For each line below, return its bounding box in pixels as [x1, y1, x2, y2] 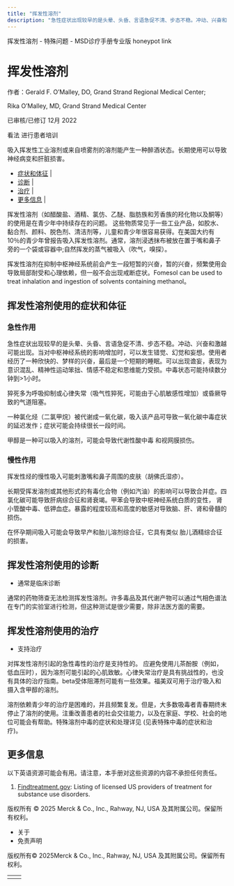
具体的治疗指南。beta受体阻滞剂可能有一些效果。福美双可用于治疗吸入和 [13, 677, 221, 685]
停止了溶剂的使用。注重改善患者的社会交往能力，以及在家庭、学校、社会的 [7, 709, 221, 717]
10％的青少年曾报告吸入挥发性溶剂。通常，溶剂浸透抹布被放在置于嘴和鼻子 [7, 236, 221, 244]
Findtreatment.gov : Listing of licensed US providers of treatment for [17, 782, 212, 791]
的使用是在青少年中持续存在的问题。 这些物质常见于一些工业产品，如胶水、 [7, 219, 223, 227]
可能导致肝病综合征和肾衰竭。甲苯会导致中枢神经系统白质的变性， [25, 496, 214, 504]
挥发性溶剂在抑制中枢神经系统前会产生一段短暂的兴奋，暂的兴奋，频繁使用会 [7, 260, 227, 268]
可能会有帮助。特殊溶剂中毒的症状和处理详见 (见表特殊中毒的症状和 [13, 718, 207, 726]
